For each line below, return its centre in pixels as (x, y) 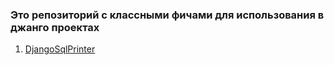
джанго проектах (55, 27)
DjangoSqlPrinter (60, 49)
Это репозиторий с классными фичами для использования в (167, 15)
